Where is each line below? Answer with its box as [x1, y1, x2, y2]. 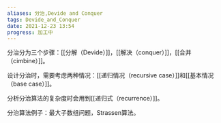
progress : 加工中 [7, 29, 53, 36]
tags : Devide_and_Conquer [7, 16, 80, 23]
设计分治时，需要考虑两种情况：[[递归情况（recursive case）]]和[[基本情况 [7, 71, 214, 80]
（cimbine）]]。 [7, 57, 49, 65]
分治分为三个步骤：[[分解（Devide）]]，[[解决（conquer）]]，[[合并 [7, 48, 192, 56]
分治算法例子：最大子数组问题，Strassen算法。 [7, 109, 140, 117]
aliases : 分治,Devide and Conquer [7, 10, 104, 17]
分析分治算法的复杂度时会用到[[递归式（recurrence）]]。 [7, 94, 164, 103]
